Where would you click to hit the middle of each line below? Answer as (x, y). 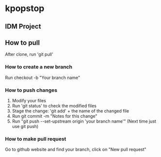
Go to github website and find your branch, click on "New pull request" (76, 149)
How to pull (23, 42)
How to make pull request (36, 139)
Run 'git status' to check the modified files (54, 106)
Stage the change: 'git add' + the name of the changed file (71, 111)
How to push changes (31, 90)
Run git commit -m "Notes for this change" (55, 116)
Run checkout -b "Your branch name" (43, 78)
